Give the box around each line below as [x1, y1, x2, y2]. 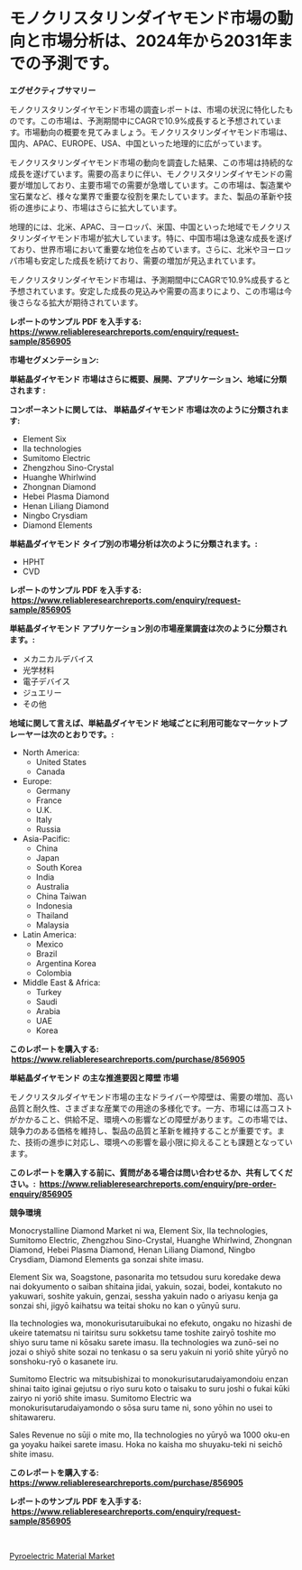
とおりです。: [64, 728, 114, 740]
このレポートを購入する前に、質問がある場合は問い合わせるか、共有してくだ [9, 1167, 293, 1177]
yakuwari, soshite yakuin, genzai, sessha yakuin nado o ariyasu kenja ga [9, 1290, 279, 1301]
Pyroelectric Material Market [9, 1550, 115, 1561]
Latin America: [22, 928, 77, 939]
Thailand [35, 910, 69, 920]
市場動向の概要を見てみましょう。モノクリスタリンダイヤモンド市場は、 [23, 126, 293, 137]
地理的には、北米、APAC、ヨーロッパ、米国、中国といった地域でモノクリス [9, 221, 291, 232]
